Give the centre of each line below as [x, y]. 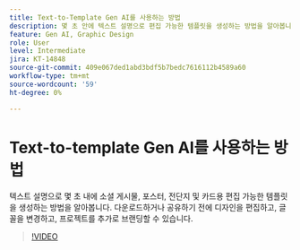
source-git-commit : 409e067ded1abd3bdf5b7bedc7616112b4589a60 [128, 68]
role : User [30, 43]
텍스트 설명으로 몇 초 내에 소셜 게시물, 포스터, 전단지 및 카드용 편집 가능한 [137, 196]
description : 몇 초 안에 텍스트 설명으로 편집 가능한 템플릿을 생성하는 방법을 [136, 26]
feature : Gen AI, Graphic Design [72, 34]
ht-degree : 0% [36, 92]
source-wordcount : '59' [54, 84]
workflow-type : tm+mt [50, 76]
